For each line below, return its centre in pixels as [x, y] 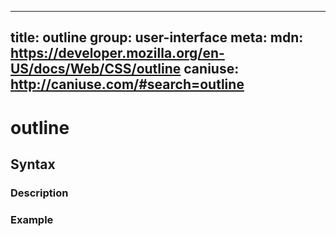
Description [39, 193]
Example [32, 219]
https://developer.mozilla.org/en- [117, 53]
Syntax [33, 164]
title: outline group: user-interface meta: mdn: [157, 37]
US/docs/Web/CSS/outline [96, 69]
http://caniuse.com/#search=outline [127, 84]
